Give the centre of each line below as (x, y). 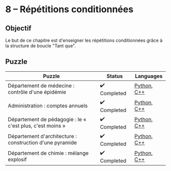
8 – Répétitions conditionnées (69, 9)
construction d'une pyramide (42, 142)
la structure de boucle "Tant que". (41, 46)
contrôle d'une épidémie (37, 92)
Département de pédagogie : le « (47, 120)
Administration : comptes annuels (48, 106)
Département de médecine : (41, 86)
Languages (149, 76)
